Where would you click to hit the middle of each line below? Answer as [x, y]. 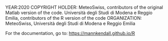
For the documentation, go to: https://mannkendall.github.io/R [70, 33]
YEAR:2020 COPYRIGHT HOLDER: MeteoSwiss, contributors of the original [84, 7]
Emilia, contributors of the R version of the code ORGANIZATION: [74, 18]
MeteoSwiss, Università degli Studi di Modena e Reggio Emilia [70, 23]
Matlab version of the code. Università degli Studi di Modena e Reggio [79, 13]
